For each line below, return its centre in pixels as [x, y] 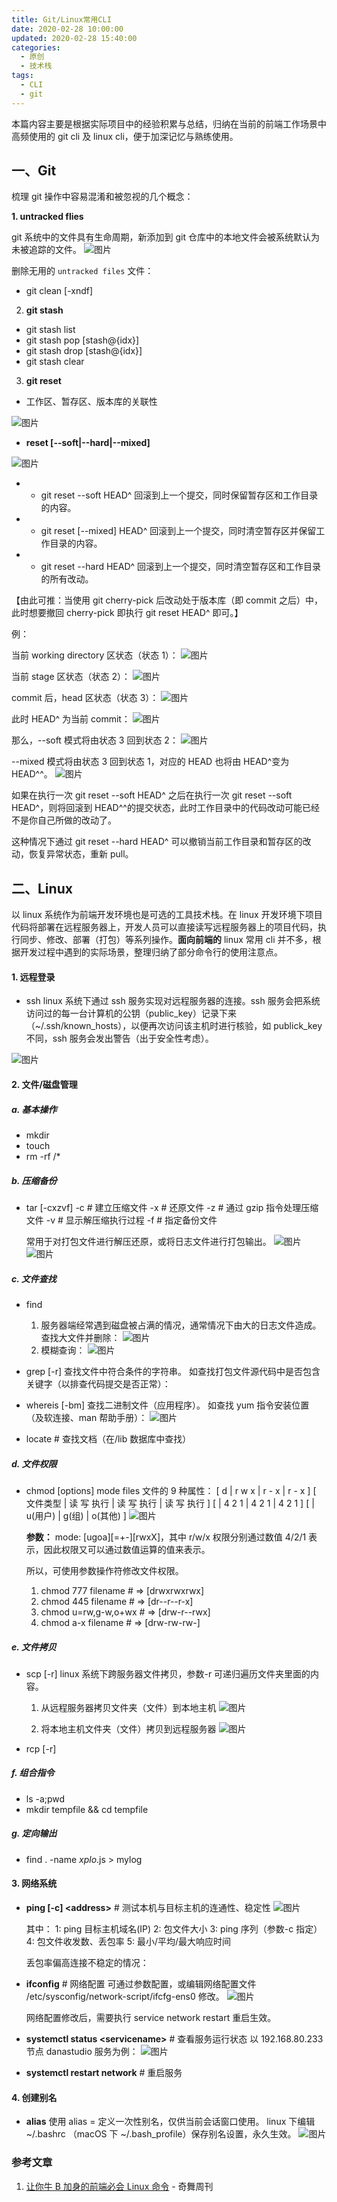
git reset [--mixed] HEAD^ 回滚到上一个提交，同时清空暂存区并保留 [178, 531]
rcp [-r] [41, 1748]
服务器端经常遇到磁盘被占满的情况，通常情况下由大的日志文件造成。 [181, 1325]
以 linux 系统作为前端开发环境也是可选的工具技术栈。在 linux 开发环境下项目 [167, 915]
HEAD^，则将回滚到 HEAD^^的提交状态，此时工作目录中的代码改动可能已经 [165, 808]
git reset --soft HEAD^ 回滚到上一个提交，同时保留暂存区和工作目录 [179, 495]
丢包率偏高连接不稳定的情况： [87, 1963]
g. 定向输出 [34, 1833]
